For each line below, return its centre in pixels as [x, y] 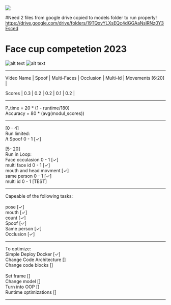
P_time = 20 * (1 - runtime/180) [37, 108]
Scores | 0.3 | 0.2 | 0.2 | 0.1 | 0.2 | [40, 93]
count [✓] [16, 218]
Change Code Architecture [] [36, 260]
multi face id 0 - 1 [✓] [28, 165]
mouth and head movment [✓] [37, 170]
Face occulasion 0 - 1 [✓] [32, 159]
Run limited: [18, 133]
